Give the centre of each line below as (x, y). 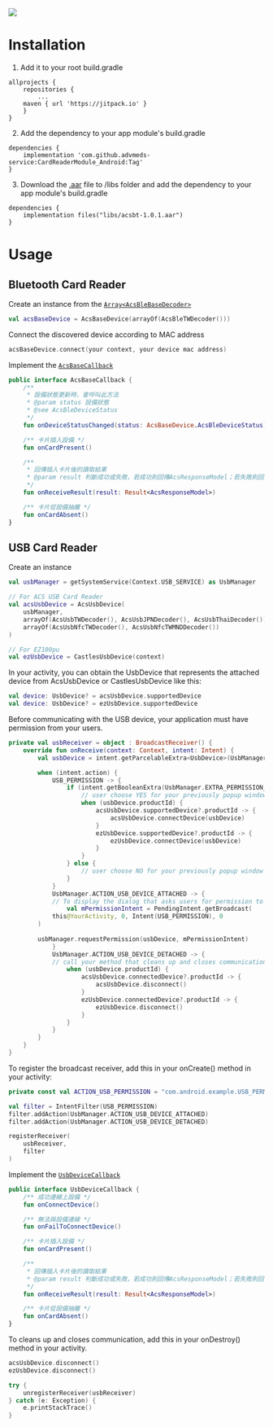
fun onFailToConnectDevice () (72, 1227)
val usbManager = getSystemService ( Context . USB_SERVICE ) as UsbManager (132, 582)
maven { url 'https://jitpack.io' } (85, 103)
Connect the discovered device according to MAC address (106, 335)
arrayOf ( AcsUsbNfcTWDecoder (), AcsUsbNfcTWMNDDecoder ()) (121, 627)
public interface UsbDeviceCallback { (74, 1189)
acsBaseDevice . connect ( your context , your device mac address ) (118, 349)
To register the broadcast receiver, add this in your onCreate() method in (130, 1068)
